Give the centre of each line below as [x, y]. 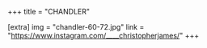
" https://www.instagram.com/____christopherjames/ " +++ [103, 36]
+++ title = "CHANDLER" [49, 12]
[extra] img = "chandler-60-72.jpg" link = [76, 27]
